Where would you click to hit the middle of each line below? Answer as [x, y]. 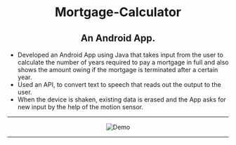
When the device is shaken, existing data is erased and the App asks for [122, 99]
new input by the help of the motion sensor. [80, 107]
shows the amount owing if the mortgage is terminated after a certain [118, 70]
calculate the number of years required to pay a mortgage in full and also [123, 62]
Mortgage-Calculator [118, 12]
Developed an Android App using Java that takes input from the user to [120, 55]
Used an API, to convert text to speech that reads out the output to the [119, 84]
